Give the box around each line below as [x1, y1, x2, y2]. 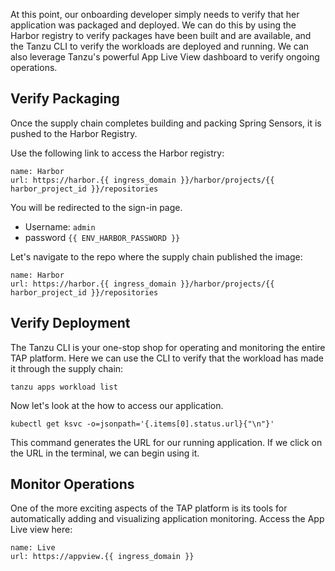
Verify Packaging [10, 90, 120, 108]
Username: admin [24, 220, 96, 233]
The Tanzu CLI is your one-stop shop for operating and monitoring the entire [10, 341, 326, 353]
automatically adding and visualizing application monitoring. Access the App [10, 513, 325, 525]
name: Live [10, 543, 56, 553]
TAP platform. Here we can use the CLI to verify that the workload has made [10, 352, 325, 364]
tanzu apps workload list [10, 382, 118, 392]
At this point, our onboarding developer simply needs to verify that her [10, 9, 300, 20]
